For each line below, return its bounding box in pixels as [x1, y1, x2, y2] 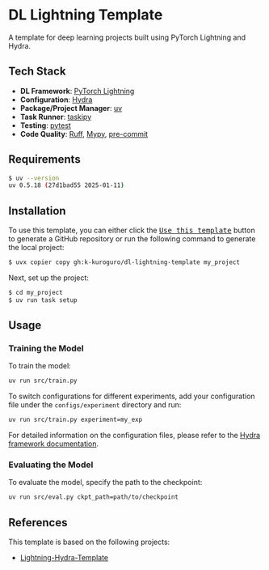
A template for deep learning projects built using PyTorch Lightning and [8, 32, 246, 42]
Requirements [8, 152, 81, 167]
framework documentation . [8, 439, 99, 449]
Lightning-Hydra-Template [19, 553, 109, 563]
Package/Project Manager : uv [19, 103, 123, 113]
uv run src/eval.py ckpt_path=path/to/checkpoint [8, 493, 179, 501]
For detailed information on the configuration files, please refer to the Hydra [8, 431, 261, 440]
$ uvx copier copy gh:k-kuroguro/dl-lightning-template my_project [8, 258, 241, 266]
